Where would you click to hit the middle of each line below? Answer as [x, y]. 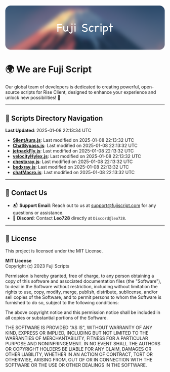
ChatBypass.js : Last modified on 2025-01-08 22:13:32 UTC [75, 146]
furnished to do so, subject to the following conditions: [62, 302]
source [13, 92]
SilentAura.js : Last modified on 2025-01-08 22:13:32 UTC [73, 140]
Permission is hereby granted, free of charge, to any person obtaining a [80, 276]
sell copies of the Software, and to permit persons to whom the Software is [83, 297]
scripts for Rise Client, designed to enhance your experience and [89, 92]
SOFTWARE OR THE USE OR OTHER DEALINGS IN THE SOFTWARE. [76, 365]
